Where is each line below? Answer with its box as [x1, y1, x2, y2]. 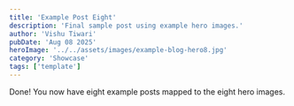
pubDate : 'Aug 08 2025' [9, 37, 97, 47]
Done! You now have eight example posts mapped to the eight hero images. [9, 86, 286, 97]
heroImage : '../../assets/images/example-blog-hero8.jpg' [9, 46, 228, 55]
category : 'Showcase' [9, 54, 89, 63]
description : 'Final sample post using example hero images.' [9, 21, 244, 30]
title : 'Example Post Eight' [9, 12, 117, 22]
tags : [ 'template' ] [9, 63, 81, 72]
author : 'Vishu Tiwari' [9, 29, 97, 38]
